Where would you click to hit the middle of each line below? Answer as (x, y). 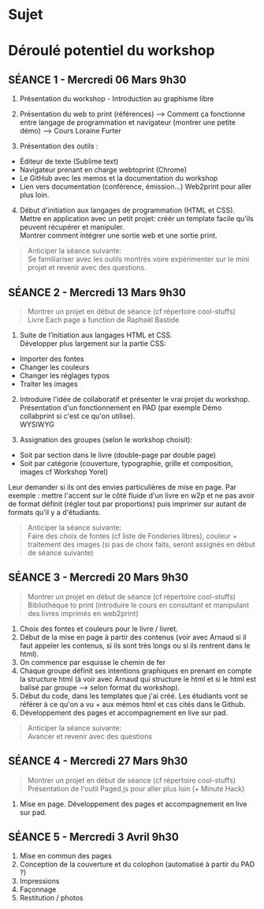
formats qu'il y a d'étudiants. (54, 512)
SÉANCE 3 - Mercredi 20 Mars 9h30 (99, 578)
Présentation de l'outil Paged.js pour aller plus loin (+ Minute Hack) (136, 788)
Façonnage (38, 889)
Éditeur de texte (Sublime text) (69, 162)
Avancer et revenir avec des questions (89, 736)
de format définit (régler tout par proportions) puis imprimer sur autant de (127, 504)
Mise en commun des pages (65, 856)
